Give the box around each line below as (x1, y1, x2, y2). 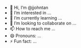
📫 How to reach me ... (9, 26, 55, 31)
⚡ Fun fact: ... (9, 38, 37, 44)
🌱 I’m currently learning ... (9, 15, 62, 21)
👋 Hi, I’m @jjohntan (9, 5, 49, 10)
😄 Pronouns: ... (9, 33, 42, 39)
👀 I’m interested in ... (9, 10, 52, 16)
